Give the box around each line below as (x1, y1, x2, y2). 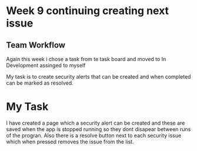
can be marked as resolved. (6, 79, 74, 86)
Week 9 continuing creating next (6, 4, 169, 18)
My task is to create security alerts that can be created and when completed (6, 73, 191, 80)
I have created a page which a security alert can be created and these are (6, 119, 185, 126)
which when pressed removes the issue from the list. (6, 138, 134, 145)
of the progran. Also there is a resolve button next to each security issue (6, 132, 182, 139)
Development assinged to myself (6, 62, 86, 69)
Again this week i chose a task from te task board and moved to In (6, 56, 166, 62)
